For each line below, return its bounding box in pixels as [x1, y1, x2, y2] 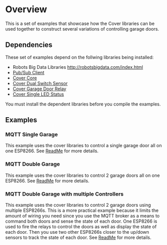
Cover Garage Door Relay [12, 86, 67, 92]
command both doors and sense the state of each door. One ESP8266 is [5, 218, 157, 225]
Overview [5, 4, 47, 15]
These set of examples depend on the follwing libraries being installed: [5, 54, 154, 60]
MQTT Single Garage [5, 131, 58, 138]
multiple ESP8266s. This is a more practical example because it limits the [5, 207, 159, 213]
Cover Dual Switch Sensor [12, 80, 68, 86]
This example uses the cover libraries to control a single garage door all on [5, 143, 162, 149]
